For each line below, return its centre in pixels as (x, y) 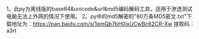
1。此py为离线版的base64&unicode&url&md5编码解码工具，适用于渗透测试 (99, 9)
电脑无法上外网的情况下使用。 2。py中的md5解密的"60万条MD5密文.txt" (96, 16)
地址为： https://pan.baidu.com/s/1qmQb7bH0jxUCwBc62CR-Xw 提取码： (103, 24)
